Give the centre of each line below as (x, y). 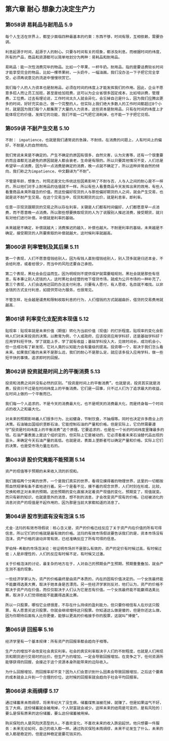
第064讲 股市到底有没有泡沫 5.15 (45, 516)
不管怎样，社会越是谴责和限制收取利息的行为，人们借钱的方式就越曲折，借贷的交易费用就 (84, 300)
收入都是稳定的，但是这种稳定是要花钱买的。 (45, 734)
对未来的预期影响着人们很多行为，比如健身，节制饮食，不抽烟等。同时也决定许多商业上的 (84, 419)
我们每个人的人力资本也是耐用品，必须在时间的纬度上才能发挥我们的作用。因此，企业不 (82, 88)
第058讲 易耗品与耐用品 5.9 (39, 25)
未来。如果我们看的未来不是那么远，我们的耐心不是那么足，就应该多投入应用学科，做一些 (84, 352)
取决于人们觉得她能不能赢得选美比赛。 (47, 595)
